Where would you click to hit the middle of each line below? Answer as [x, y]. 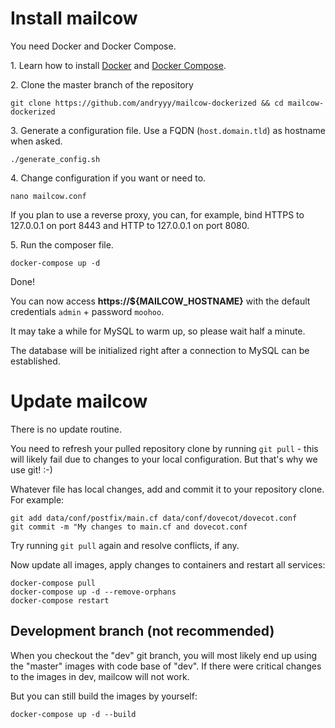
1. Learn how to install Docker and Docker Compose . [118, 65]
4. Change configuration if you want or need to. [108, 178]
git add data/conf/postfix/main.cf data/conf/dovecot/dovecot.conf [154, 518]
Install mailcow [74, 18]
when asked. [36, 141]
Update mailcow [79, 401]
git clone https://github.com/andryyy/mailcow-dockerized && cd [147, 103]
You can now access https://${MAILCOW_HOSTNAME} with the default [160, 301]
